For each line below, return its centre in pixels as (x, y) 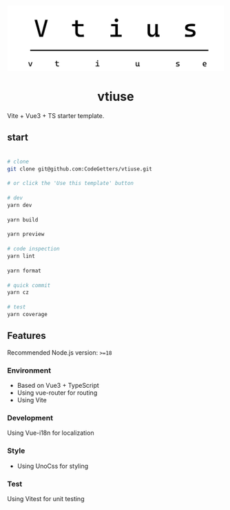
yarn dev (20, 205)
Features (27, 336)
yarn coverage (28, 315)
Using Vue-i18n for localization (51, 433)
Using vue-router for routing (57, 393)
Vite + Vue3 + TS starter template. (56, 116)
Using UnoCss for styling (53, 466)
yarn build (23, 219)
